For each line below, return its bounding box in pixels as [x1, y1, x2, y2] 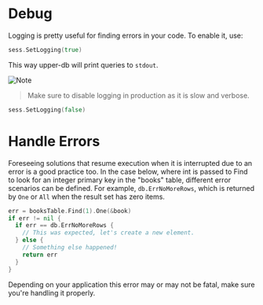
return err [22, 251, 58, 259]
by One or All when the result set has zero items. [8, 192, 165, 201]
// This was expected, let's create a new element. [22, 229, 195, 237]
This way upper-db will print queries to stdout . [8, 60, 159, 69]
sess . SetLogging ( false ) [8, 105, 86, 114]
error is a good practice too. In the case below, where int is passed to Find [8, 167, 248, 176]
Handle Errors [8, 132, 100, 150]
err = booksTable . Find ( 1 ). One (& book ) [8, 207, 132, 215]
